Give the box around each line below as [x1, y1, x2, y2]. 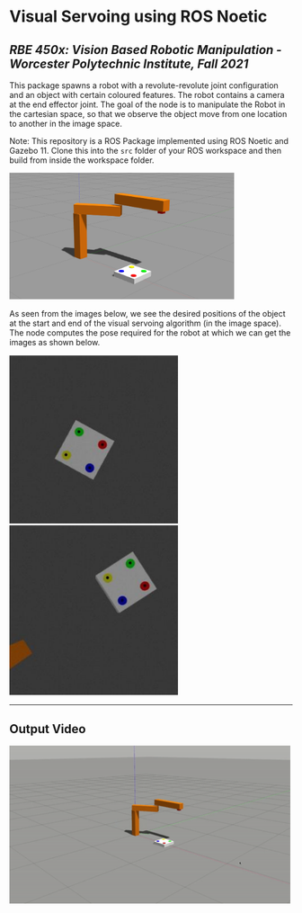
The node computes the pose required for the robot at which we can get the [9, 327, 291, 338]
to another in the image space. [9, 119, 123, 129]
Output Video [9, 721, 86, 737]
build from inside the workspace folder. [9, 155, 155, 166]
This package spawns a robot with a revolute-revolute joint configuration [9, 80, 279, 91]
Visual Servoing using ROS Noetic [9, 6, 268, 27]
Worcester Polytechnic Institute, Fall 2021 [9, 56, 249, 71]
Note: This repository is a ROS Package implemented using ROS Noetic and [9, 136, 289, 146]
